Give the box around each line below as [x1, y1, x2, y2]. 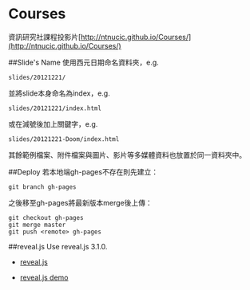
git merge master [8, 221, 66, 229]
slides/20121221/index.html [8, 104, 102, 112]
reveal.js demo [19, 272, 69, 282]
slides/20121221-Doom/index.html [8, 135, 120, 143]
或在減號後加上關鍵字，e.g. [8, 119, 98, 128]
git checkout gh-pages [8, 214, 84, 221]
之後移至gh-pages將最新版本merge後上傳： [8, 198, 153, 207]
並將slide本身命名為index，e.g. [8, 88, 110, 98]
